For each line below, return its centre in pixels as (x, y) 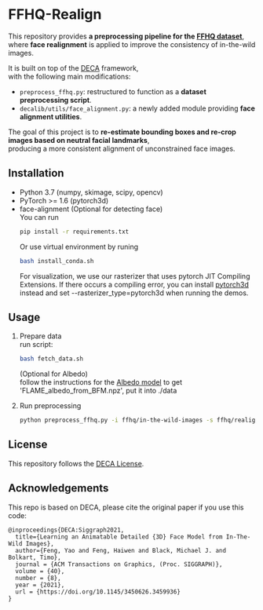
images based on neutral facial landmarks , (79, 140)
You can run (39, 217)
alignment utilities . (51, 116)
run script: (36, 345)
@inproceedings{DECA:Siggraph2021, (66, 530)
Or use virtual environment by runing (79, 247)
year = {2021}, (40, 585)
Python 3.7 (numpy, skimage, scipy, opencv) (91, 192)
